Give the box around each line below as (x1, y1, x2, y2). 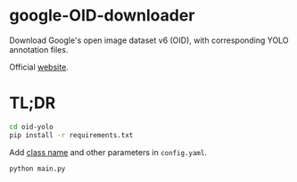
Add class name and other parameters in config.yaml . (9, 146, 208, 157)
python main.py (9, 164, 66, 173)
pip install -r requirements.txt (9, 130, 134, 139)
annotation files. (9, 44, 69, 54)
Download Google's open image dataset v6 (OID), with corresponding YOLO (9, 35, 289, 45)
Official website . (9, 62, 69, 72)
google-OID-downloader (9, 5, 195, 26)
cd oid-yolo (9, 122, 54, 131)
